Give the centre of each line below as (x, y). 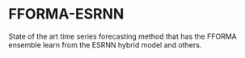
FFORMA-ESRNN (66, 14)
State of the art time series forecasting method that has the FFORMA (122, 36)
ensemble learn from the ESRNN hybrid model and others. (105, 44)
